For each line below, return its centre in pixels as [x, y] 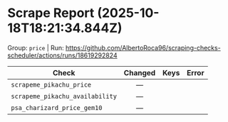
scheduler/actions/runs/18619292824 [62, 55]
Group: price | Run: [36, 48]
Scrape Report [51, 13]
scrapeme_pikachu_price [51, 84]
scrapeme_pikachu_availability [64, 96]
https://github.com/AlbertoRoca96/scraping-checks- [143, 48]
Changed [140, 72]
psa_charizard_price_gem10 [57, 107]
